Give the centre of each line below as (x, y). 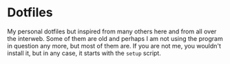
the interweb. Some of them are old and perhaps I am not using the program (115, 38)
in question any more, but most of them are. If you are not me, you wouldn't (114, 46)
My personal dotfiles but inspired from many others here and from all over (112, 31)
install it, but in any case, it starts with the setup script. (84, 53)
